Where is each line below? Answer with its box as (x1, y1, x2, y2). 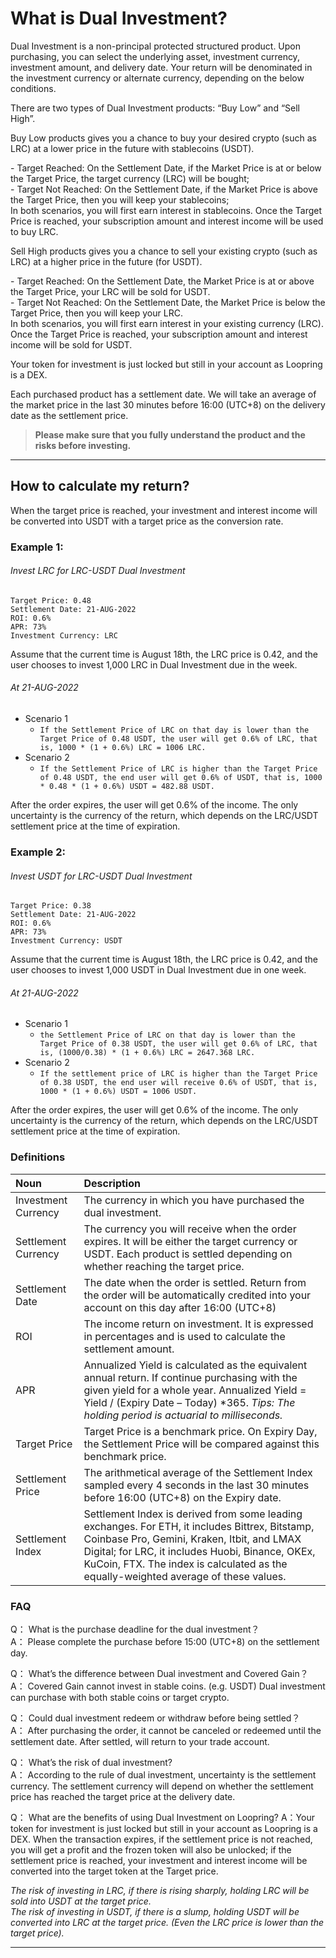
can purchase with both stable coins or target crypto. (10, 1692, 230, 1703)
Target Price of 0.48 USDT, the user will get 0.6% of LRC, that (39, 734, 318, 744)
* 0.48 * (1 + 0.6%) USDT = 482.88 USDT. (39, 782, 215, 792)
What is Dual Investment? (10, 7, 228, 30)
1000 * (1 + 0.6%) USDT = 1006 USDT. (39, 1087, 198, 1097)
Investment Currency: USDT (10, 936, 123, 946)
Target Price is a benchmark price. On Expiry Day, (83, 1424, 318, 1438)
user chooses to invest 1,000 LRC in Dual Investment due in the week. (10, 658, 298, 671)
